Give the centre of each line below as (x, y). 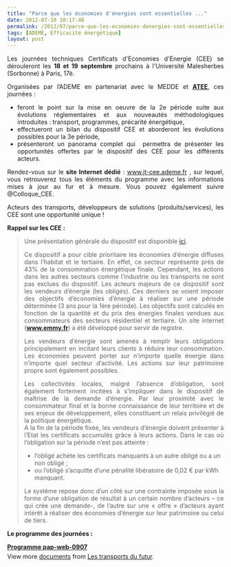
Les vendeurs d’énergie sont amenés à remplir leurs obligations (124, 341)
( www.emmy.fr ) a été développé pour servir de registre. (104, 328)
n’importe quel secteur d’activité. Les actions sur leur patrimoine (124, 363)
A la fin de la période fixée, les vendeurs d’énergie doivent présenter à (124, 428)
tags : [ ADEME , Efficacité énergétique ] (64, 33)
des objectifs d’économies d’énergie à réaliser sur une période (124, 299)
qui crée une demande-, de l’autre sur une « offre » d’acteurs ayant (124, 506)
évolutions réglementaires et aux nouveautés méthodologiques (120, 115)
